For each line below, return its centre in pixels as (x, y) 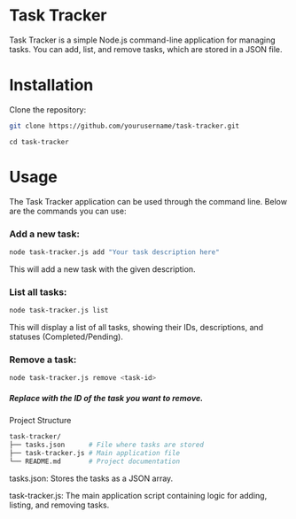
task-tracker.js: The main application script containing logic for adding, (138, 495)
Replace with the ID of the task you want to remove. (106, 398)
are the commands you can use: (68, 211)
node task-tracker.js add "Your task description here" (114, 252)
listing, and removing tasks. (59, 505)
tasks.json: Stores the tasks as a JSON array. (91, 478)
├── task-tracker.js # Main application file (94, 453)
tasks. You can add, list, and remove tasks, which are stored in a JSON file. (146, 49)
